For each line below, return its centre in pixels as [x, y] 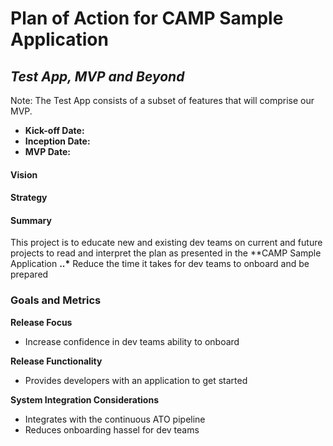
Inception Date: [57, 141]
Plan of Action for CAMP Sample [147, 18]
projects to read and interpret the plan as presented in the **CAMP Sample [166, 253]
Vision [24, 174]
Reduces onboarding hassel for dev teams [112, 429]
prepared [29, 274]
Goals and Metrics [56, 300]
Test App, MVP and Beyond [97, 76]
